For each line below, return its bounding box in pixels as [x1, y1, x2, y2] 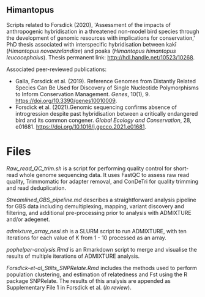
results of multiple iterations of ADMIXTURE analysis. [6, 252, 140, 260]
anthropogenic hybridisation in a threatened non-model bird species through [6, 28, 199, 35]
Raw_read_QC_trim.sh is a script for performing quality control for [6, 165, 172, 172]
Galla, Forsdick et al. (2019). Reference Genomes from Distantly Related [15, 77, 196, 85]
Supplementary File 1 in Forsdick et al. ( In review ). [6, 284, 132, 291]
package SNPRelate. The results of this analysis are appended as [6, 277, 171, 284]
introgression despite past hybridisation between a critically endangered [15, 110, 198, 117]
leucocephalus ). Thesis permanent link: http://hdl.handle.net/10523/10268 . [6, 53, 195, 61]
